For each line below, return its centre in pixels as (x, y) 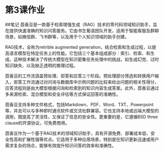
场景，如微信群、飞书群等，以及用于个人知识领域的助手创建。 (67, 37)
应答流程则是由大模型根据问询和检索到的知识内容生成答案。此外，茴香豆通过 (82, 88)
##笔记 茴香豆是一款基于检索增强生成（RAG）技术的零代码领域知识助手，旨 (81, 24)
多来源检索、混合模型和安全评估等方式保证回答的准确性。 (63, 94)
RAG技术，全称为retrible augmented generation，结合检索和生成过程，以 (79, 47)
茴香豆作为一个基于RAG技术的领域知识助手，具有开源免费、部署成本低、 (78, 133)
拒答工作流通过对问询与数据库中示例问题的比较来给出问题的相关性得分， (86, 82)
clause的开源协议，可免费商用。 (37, 123)
